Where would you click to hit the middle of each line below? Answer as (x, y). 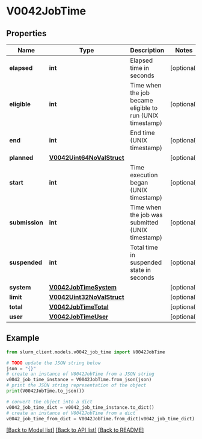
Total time (144, 247)
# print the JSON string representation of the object (76, 385)
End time (142, 133)
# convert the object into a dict (50, 402)
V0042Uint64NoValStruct (87, 158)
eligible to (144, 108)
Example (23, 338)
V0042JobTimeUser (79, 317)
